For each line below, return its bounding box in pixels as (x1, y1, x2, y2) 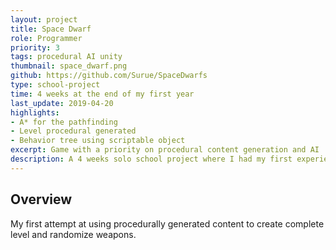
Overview (10, 191, 73, 208)
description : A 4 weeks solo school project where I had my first (10, 154, 293, 164)
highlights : (10, 107, 60, 118)
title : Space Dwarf (10, 24, 92, 34)
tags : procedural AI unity (10, 52, 123, 62)
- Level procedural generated (10, 126, 137, 136)
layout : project (10, 14, 78, 25)
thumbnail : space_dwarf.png (10, 61, 128, 71)
